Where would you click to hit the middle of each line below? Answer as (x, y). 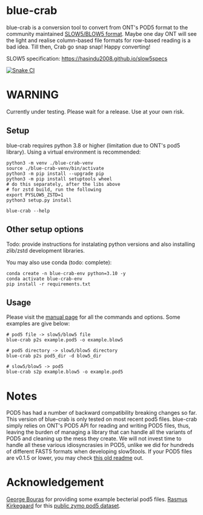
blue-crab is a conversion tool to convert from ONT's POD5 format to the (97, 27)
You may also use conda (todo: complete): (59, 262)
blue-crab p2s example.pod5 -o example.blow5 (65, 340)
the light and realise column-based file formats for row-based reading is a (98, 40)
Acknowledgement (55, 483)
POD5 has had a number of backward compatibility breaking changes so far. (101, 413)
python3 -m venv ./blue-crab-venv (50, 163)
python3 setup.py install (39, 200)
